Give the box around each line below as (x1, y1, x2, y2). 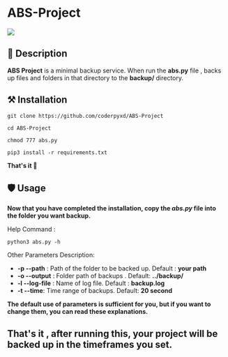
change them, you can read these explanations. (7, 307, 149, 316)
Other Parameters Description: (7, 251, 96, 259)
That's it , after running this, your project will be (7, 328, 218, 340)
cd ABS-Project (7, 124, 52, 132)
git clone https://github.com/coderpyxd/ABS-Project (7, 112, 164, 119)
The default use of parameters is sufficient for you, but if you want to (7, 300, 211, 308)
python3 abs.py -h (7, 238, 61, 245)
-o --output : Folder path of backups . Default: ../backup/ (17, 272, 183, 280)
